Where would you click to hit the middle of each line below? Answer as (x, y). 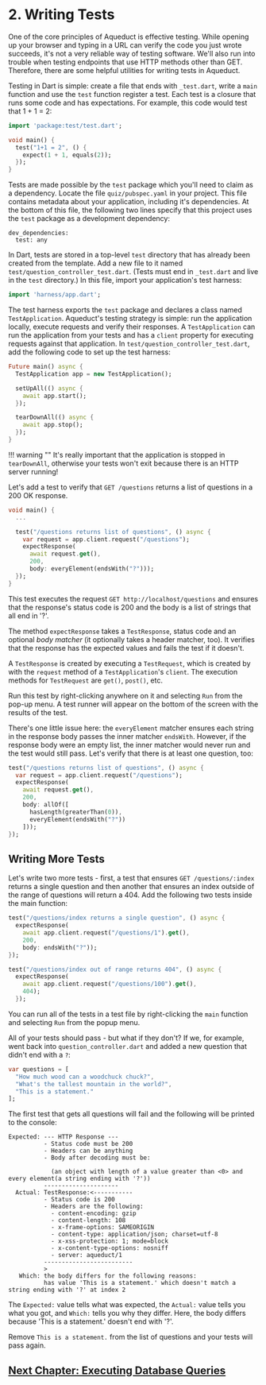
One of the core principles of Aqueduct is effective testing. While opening (129, 37)
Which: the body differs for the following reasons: (108, 1276)
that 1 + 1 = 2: (30, 111)
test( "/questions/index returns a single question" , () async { (117, 918)
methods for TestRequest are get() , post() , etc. (85, 680)
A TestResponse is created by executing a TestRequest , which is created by (130, 663)
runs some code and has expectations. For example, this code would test (128, 103)
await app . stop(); (53, 425)
